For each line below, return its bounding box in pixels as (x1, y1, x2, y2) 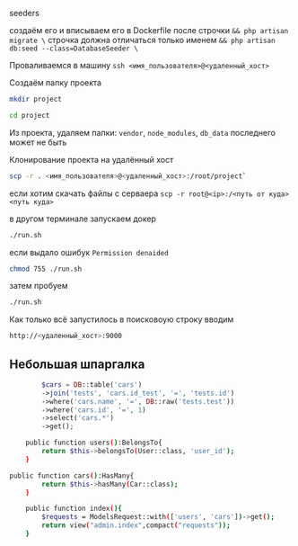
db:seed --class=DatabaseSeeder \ (9, 44, 139, 53)
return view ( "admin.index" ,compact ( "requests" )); (41, 521, 231, 530)
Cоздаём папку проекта (9, 77, 101, 88)
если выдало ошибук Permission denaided (9, 246, 169, 257)
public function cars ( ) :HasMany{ (9, 471, 135, 480)
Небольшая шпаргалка (9, 356, 145, 371)
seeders (9, 8, 40, 18)
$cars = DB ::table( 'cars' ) (41, 380, 143, 389)
